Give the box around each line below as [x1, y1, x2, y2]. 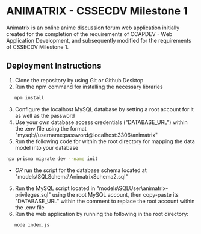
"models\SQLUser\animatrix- [96, 185, 169, 192]
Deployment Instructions [6, 61, 102, 71]
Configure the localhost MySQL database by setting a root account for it [14, 105, 194, 112]
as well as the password [14, 112, 75, 119]
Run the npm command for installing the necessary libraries [14, 83, 164, 90]
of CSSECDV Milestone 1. [6, 43, 69, 51]
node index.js [14, 221, 50, 228]
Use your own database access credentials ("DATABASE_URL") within [14, 119, 188, 126]
